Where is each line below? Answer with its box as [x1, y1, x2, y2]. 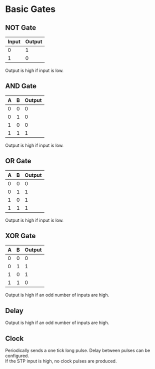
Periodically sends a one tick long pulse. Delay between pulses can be [5, 348, 150, 354]
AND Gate [5, 82, 36, 90]
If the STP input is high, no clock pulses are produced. [5, 358, 117, 364]
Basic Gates [5, 3, 56, 15]
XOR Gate [5, 232, 36, 240]
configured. [5, 353, 29, 359]
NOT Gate [5, 23, 36, 32]
